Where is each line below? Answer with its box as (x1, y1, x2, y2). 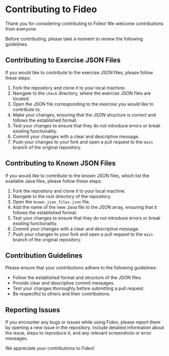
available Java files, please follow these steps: (5, 178, 103, 184)
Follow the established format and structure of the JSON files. (12, 275, 142, 281)
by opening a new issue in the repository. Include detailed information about (5, 324, 164, 331)
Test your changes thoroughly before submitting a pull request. (12, 285, 145, 291)
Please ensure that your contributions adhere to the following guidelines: (5, 265, 157, 271)
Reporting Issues (5, 306, 60, 314)
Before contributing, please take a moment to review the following (5, 36, 143, 42)
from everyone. (5, 25, 38, 32)
